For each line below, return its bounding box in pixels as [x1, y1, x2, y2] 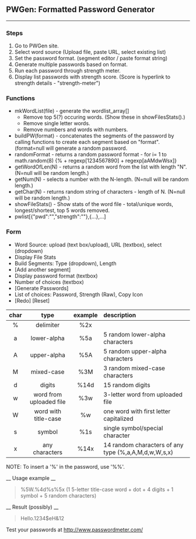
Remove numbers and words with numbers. [23, 126, 128, 133]
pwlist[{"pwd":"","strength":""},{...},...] [14, 213, 106, 220]
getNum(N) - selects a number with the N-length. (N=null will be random [14, 176, 189, 183]
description [103, 311, 136, 319]
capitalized [103, 414, 134, 423]
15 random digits [103, 380, 150, 389]
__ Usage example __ [6, 474, 56, 482]
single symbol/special [103, 424, 163, 432]
